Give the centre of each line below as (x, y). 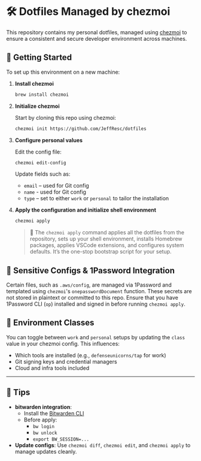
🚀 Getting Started (39, 58)
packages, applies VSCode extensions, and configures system (107, 245)
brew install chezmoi (42, 94)
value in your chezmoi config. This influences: (63, 344)
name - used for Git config (55, 192)
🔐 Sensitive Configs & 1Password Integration (91, 270)
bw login (44, 426)
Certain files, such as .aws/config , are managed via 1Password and (89, 285)
